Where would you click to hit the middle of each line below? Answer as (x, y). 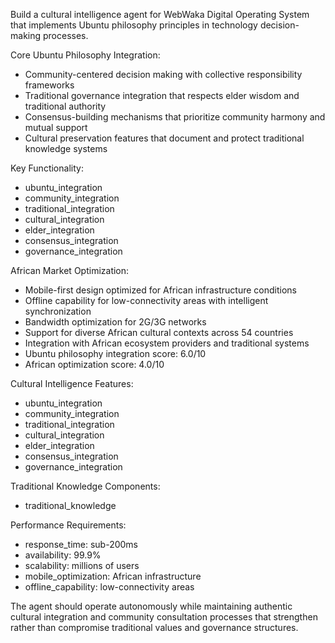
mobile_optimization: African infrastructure (113, 576)
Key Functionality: (47, 168)
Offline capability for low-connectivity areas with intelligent (146, 300)
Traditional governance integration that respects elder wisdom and (162, 95)
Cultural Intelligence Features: (72, 383)
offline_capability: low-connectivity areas (109, 587)
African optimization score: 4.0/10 (94, 364)
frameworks (49, 85)
